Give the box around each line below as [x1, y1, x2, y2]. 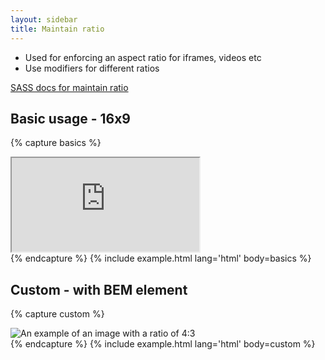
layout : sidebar [10, 14, 78, 25]
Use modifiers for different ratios [24, 62, 160, 74]
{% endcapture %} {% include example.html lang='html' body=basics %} [10, 252, 312, 265]
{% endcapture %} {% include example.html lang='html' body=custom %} [10, 338, 316, 350]
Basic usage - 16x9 [10, 110, 131, 127]
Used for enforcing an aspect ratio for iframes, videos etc [24, 51, 262, 63]
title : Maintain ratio [10, 24, 105, 34]
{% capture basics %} [10, 137, 102, 149]
